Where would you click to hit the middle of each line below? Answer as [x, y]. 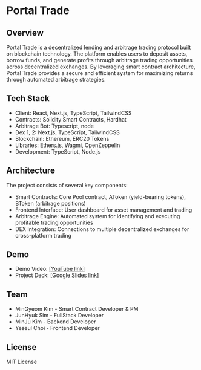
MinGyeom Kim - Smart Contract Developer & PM [77, 309]
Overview [25, 33]
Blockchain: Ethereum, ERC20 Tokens [62, 138]
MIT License [22, 362]
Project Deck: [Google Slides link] [57, 275]
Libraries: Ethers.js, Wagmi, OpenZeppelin [68, 145]
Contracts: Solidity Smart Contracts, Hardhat [71, 119]
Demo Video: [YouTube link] [50, 269]
